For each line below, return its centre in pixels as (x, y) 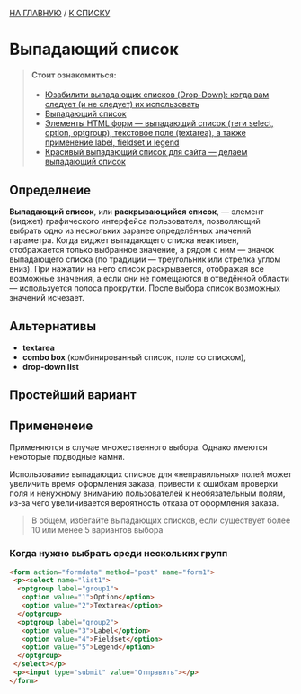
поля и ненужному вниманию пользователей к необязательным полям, (147, 493)
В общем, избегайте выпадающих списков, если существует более (161, 520)
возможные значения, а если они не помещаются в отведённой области (150, 279)
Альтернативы (53, 326)
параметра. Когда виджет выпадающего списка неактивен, (124, 240)
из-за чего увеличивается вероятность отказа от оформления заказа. (144, 503)
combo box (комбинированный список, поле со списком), (134, 357)
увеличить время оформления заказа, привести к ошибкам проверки (144, 484)
